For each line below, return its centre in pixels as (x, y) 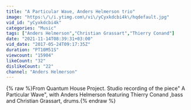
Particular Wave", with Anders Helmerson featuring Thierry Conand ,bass (95, 95)
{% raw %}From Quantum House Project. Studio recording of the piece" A (95, 88)
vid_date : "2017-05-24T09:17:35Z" (48, 45)
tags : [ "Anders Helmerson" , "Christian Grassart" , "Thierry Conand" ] (91, 34)
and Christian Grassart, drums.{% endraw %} (61, 101)
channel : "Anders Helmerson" (42, 72)
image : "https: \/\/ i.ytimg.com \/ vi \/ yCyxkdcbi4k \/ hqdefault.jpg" (88, 17)
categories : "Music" (31, 28)
